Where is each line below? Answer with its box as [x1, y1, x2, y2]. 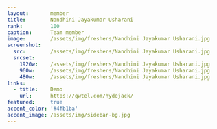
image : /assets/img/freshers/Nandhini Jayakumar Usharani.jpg [7, 35, 211, 42]
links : [7, 80, 26, 87]
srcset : [13, 55, 36, 61]
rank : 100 [7, 23, 60, 29]
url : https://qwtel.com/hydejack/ [19, 93, 134, 100]
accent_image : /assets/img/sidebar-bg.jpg [7, 111, 130, 118]
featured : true [7, 99, 63, 106]
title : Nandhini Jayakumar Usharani [7, 16, 134, 23]
